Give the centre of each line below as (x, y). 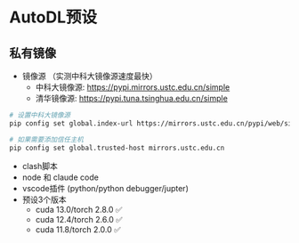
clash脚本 (40, 166)
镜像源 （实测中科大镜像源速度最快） (89, 76)
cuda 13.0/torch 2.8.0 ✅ (79, 209)
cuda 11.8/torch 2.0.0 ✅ (78, 229)
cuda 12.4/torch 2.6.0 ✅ (79, 219)
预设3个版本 (44, 199)
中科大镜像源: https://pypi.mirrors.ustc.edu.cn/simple (133, 87)
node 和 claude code (61, 177)
